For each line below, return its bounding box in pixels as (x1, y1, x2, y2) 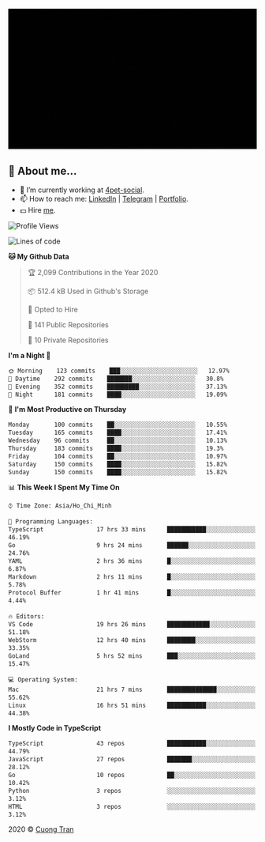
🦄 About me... (8, 164, 77, 178)
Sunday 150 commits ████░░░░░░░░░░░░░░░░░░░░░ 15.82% (8, 468, 227, 477)
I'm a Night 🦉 (8, 351, 51, 361)
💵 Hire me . (19, 206, 56, 215)
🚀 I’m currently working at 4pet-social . (19, 185, 144, 194)
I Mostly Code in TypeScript (8, 723, 101, 733)
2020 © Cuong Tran (8, 825, 74, 834)
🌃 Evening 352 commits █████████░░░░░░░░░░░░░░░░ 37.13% (8, 383, 227, 391)
